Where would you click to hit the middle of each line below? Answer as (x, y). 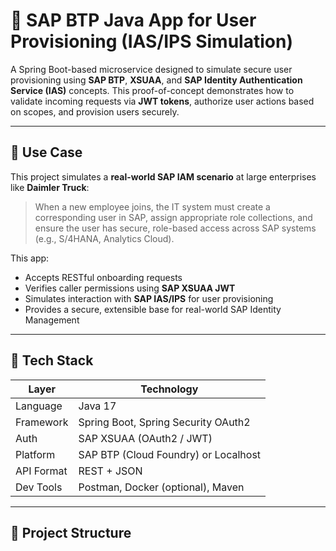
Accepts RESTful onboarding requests (103, 277)
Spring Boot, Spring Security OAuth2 (164, 422)
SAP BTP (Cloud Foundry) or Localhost (170, 454)
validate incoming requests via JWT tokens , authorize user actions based (162, 101)
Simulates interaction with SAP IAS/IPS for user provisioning (149, 298)
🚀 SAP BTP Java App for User (133, 20)
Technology (169, 389)
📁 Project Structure (71, 532)
